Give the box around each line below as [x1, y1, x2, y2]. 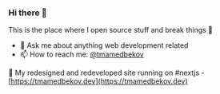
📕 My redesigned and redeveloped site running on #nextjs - [8, 68, 205, 78]
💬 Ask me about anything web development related [19, 41, 189, 50]
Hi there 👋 [8, 7, 48, 18]
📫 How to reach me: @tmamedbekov [19, 49, 144, 59]
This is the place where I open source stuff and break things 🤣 [8, 25, 214, 35]
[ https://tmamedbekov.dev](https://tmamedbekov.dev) [8, 76, 188, 86]
